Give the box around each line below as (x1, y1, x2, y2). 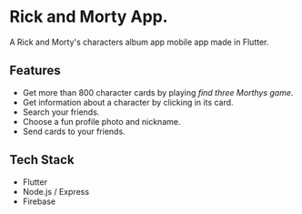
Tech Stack (9, 152, 75, 168)
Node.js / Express (22, 186, 89, 197)
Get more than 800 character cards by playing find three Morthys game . (22, 87, 294, 97)
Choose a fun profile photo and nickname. (22, 116, 181, 127)
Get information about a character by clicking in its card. (22, 97, 234, 107)
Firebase (22, 196, 56, 207)
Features (9, 63, 61, 78)
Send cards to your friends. (22, 126, 126, 137)
